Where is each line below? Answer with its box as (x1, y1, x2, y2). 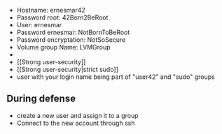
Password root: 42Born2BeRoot (16, 13, 109, 22)
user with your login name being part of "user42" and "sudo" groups (16, 73, 215, 81)
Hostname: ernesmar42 (16, 6, 85, 14)
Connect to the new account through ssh (16, 119, 135, 127)
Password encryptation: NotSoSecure (16, 36, 126, 44)
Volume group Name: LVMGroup (16, 43, 111, 51)
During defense (6, 93, 76, 105)
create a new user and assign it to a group (16, 111, 139, 119)
